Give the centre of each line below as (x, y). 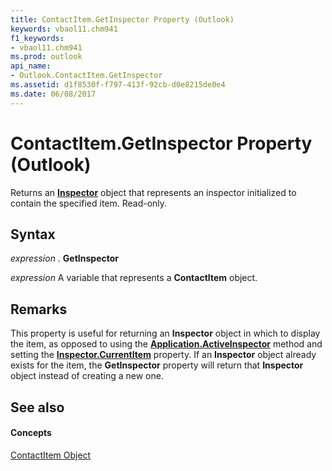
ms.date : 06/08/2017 (53, 94)
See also (37, 407)
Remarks (39, 309)
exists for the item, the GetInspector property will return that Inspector (157, 365)
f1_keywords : (37, 38)
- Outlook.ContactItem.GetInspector (86, 76)
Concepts (31, 433)
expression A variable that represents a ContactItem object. (134, 278)
